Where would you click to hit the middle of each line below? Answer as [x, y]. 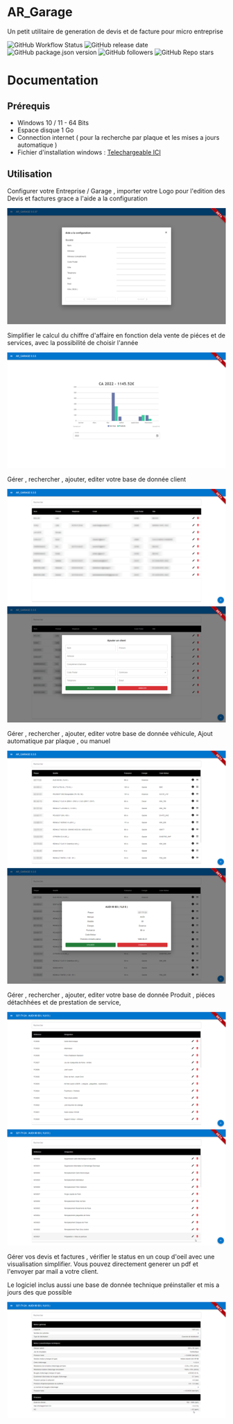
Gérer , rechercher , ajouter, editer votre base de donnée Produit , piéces [111, 995]
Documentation [53, 80]
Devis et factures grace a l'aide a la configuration [77, 198]
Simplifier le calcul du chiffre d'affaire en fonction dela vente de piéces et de [116, 335]
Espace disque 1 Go [45, 130]
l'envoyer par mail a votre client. [53, 1271]
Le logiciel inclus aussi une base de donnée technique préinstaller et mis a [113, 1285]
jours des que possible [40, 1292]
